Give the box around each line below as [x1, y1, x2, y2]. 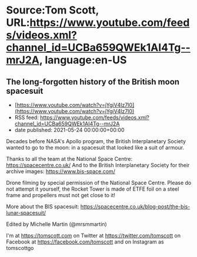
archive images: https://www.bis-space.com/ [6, 168, 116, 175]
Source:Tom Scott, [6, 4, 99, 17]
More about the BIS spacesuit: [6, 203, 79, 210]
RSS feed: [14, 114, 39, 121]
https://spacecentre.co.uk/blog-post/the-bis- [80, 203, 191, 210]
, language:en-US [39, 53, 127, 67]
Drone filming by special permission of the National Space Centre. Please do [6, 180, 192, 186]
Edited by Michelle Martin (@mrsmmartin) [6, 221, 107, 228]
